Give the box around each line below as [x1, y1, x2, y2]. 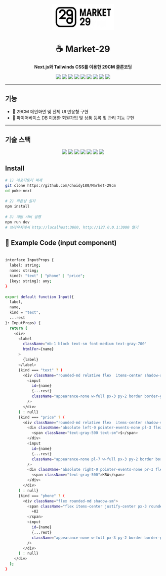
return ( [9, 326, 28, 331]
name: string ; [9, 268, 39, 273]
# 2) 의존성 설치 [5, 199, 36, 204]
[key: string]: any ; [9, 279, 52, 284]
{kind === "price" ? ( [18, 415, 65, 420]
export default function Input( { [5, 294, 74, 299]
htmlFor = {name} [23, 347, 54, 352]
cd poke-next [5, 188, 32, 193]
